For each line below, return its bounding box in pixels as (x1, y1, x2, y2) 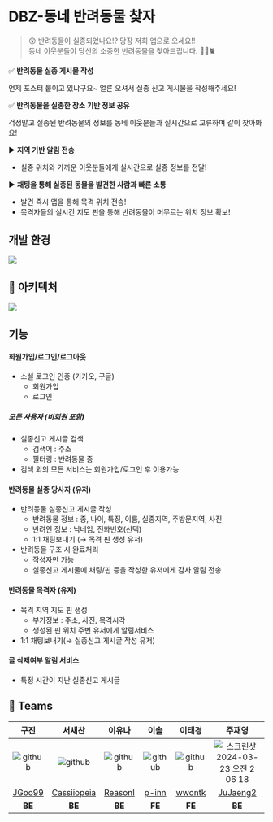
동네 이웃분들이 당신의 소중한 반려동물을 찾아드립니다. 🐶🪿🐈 (28, 46, 215, 55)
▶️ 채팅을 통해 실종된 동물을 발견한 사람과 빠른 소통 (8, 180, 167, 189)
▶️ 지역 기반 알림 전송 (8, 145, 75, 154)
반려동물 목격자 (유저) (8, 585, 77, 594)
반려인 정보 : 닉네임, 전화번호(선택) (32, 524, 142, 534)
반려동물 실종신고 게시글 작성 (19, 504, 112, 514)
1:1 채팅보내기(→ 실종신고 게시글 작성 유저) (19, 635, 156, 645)
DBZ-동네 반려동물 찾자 (8, 7, 156, 26)
